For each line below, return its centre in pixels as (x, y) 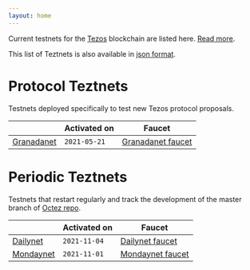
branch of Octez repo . (45, 208)
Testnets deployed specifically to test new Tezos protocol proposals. (121, 108)
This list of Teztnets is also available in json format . (92, 54)
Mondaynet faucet (155, 254)
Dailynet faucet (149, 240)
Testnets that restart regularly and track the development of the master (125, 199)
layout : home (30, 16)
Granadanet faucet (157, 141)
